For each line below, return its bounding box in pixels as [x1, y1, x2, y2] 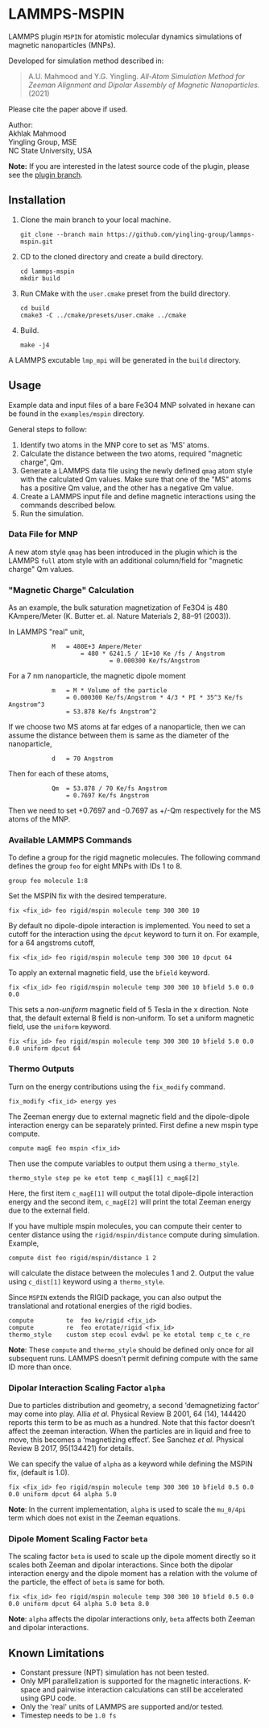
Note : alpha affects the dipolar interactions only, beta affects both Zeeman [8, 1614, 255, 1624]
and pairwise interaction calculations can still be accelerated [42, 1685, 243, 1695]
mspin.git [19, 238, 54, 246]
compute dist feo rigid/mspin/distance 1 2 [8, 1254, 157, 1262]
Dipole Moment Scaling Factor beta [8, 1532, 148, 1544]
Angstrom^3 [8, 700, 45, 709]
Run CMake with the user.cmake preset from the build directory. [19, 288, 231, 298]
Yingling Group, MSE [8, 137, 77, 146]
